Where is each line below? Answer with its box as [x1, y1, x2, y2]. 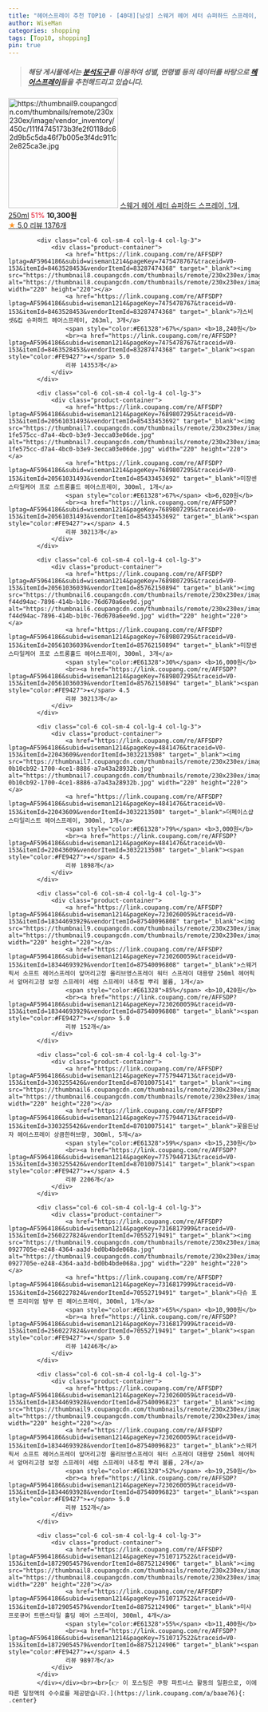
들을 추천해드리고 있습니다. [60, 77, 144, 86]
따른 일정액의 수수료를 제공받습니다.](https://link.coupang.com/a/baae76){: [8, 1690, 246, 1698]
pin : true [8, 42, 41, 50]
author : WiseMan [8, 19, 62, 27]
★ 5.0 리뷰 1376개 [8, 220, 67, 230]
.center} [8, 1697, 37, 1705]
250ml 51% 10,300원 [8, 211, 77, 220]
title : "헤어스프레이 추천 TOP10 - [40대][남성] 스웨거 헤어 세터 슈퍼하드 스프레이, [8, 11, 258, 20]
